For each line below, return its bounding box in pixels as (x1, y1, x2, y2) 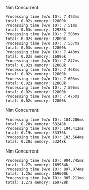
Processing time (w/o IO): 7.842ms (5, 58, 80, 63)
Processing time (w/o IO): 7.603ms (5, 76, 80, 81)
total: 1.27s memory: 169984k (5, 162, 69, 167)
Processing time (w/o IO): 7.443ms (5, 50, 80, 55)
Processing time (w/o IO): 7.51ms (5, 23, 78, 28)
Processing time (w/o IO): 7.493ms (5, 14, 80, 19)
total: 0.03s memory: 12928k (5, 27, 66, 32)
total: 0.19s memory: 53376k (5, 130, 66, 135)
